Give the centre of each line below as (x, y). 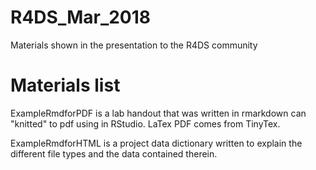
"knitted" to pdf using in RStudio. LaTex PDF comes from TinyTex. (145, 123)
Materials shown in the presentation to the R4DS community (134, 45)
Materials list (65, 85)
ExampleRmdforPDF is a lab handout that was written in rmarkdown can (158, 113)
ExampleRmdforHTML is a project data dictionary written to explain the (156, 143)
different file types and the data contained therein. (114, 153)
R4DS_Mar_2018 (81, 17)
